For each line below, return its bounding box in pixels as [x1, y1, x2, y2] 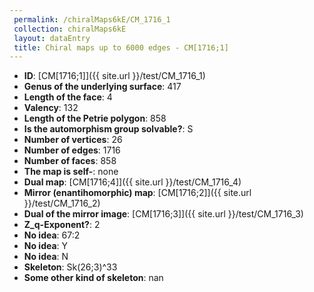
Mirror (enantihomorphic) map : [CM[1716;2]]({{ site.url [23, 187, 252, 199]
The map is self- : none [23, 166, 119, 178]
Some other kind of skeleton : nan [23, 272, 164, 284]
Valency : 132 [23, 102, 79, 114]
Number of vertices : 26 [23, 134, 123, 146]
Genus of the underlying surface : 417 [23, 81, 182, 93]
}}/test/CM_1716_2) [23, 197, 101, 210]
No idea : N [23, 251, 69, 263]
